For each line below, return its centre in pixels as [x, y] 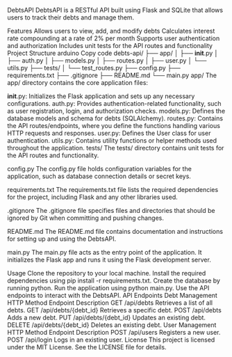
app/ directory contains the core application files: [77, 82]
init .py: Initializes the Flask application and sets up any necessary [101, 96]
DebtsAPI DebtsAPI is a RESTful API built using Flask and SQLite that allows [115, 10]
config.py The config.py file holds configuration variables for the [100, 169]
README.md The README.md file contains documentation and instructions [115, 231]
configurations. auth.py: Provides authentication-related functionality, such [114, 103]
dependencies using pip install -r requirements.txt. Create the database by [114, 280]
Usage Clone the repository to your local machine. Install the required [107, 273]
